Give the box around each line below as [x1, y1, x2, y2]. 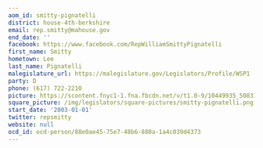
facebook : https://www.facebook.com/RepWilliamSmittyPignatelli [8, 41, 222, 49]
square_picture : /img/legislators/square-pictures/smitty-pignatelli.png [8, 99, 254, 106]
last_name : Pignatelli [8, 63, 82, 70]
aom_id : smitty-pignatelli [8, 11, 96, 20]
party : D [8, 77, 37, 85]
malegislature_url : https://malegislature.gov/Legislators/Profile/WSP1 [8, 70, 250, 78]
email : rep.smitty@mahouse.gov [8, 26, 110, 34]
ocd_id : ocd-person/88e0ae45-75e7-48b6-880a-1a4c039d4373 [8, 128, 201, 135]
